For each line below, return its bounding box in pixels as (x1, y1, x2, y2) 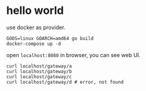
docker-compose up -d (6, 41, 61, 47)
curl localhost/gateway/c (6, 73, 72, 79)
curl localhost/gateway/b (6, 68, 72, 75)
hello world (6, 4, 64, 18)
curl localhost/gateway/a (6, 63, 72, 69)
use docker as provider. (6, 24, 66, 31)
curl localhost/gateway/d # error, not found (6, 79, 123, 85)
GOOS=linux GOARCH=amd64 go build (6, 35, 94, 41)
